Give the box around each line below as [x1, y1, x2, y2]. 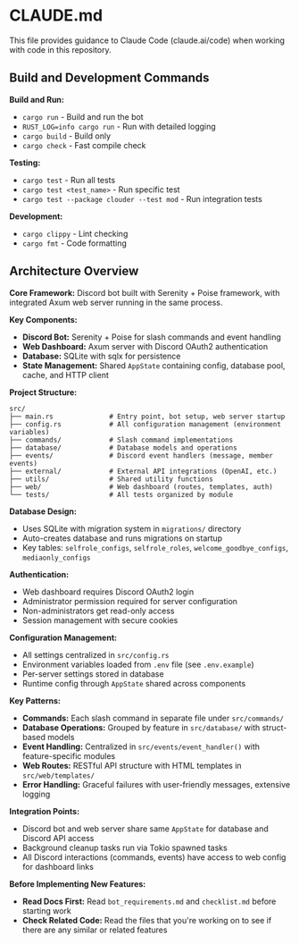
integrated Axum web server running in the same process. [9, 297, 223, 308]
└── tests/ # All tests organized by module [9, 490, 234, 499]
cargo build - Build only [21, 131, 112, 141]
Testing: [9, 157, 41, 168]
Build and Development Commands [9, 71, 210, 86]
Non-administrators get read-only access [21, 605, 175, 616]
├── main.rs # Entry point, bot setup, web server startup [9, 412, 286, 421]
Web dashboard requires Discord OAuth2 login [21, 586, 195, 597]
